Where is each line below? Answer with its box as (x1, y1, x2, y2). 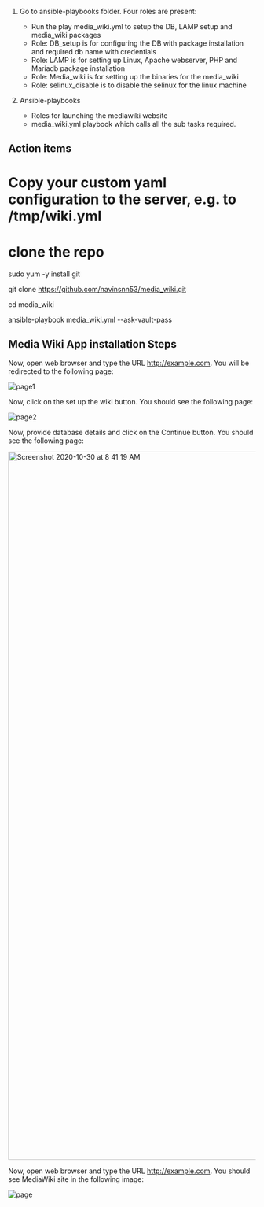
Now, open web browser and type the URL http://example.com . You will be (8, 358, 250, 368)
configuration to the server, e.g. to (8, 190, 237, 208)
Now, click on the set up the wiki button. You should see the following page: (8, 397, 254, 407)
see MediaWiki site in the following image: (8, 1175, 144, 1184)
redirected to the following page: (8, 367, 114, 376)
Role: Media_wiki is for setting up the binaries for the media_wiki (31, 72, 240, 81)
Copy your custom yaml (8, 173, 167, 191)
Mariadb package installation (31, 64, 126, 73)
